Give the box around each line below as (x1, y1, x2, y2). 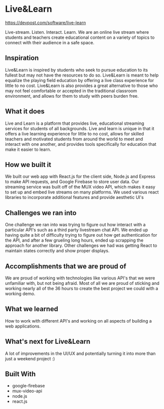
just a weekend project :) (5, 355, 55, 361)
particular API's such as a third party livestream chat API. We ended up (5, 227, 148, 233)
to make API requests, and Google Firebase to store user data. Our (5, 179, 140, 185)
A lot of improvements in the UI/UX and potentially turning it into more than (5, 350, 156, 356)
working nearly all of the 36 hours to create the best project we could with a (5, 286, 158, 291)
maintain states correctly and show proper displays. (5, 248, 110, 254)
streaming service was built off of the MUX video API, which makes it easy (5, 184, 156, 190)
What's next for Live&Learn (5, 337, 91, 346)
